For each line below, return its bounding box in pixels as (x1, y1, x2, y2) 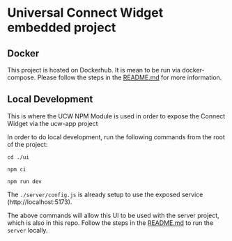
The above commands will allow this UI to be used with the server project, (7, 211, 219, 219)
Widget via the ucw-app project (7, 119, 99, 127)
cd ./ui (7, 153, 30, 161)
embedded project (7, 20, 116, 36)
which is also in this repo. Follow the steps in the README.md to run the (7, 218, 214, 227)
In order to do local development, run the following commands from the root (7, 132, 225, 141)
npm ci (7, 166, 26, 173)
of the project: (7, 140, 48, 148)
